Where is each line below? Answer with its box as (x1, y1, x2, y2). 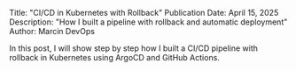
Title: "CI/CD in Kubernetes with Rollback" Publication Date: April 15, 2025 (9, 8, 279, 18)
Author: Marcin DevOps (9, 26, 96, 36)
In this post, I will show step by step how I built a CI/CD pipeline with (9, 43, 259, 53)
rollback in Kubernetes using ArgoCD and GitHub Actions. (9, 53, 220, 62)
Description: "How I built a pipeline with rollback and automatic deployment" (9, 17, 288, 27)
